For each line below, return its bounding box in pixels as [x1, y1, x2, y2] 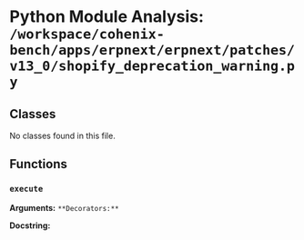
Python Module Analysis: [9, 6, 205, 27]
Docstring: [9, 220, 51, 231]
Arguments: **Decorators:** [9, 202, 120, 213]
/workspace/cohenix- [9, 25, 166, 43]
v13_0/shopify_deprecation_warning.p [9, 57, 296, 75]
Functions [9, 156, 68, 172]
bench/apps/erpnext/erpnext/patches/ [9, 42, 296, 59]
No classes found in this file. [9, 130, 116, 141]
